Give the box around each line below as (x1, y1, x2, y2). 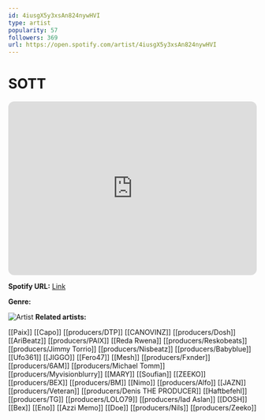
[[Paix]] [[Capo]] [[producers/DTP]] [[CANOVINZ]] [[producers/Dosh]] (8, 328, 237, 337)
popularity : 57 (8, 26, 58, 34)
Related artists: (35, 313, 87, 322)
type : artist (8, 19, 51, 27)
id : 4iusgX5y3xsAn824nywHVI (8, 11, 101, 20)
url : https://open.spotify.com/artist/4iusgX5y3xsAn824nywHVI (8, 41, 217, 49)
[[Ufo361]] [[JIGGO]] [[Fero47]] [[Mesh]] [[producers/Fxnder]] (8, 353, 211, 362)
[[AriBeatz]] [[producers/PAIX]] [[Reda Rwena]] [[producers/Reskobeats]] (8, 336, 248, 346)
